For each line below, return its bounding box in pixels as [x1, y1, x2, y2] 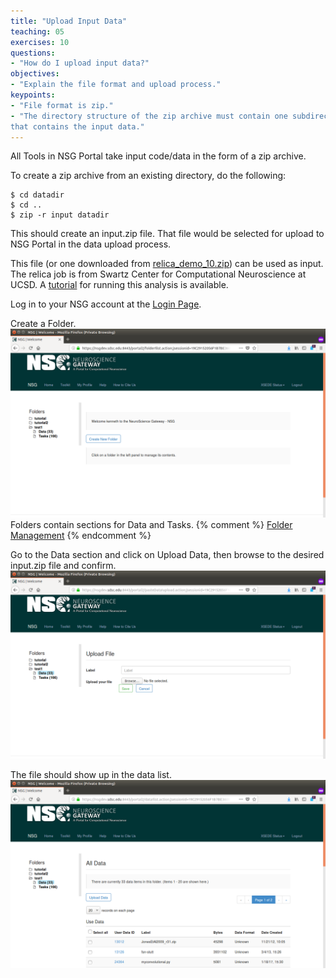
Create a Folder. [10, 318, 77, 330]
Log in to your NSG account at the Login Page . [10, 298, 202, 310]
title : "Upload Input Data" [10, 16, 128, 26]
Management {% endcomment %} [10, 529, 152, 541]
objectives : [10, 69, 60, 79]
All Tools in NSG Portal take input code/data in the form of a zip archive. [10, 150, 307, 162]
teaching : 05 [10, 26, 65, 37]
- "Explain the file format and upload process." [10, 80, 222, 90]
